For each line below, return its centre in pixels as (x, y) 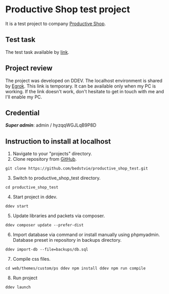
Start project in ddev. (35, 197)
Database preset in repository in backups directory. (67, 240)
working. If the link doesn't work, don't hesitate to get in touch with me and (85, 91)
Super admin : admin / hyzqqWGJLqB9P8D (51, 125)
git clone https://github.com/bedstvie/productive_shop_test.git (77, 169)
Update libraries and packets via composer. (59, 216)
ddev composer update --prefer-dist (44, 225)
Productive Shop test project (68, 9)
